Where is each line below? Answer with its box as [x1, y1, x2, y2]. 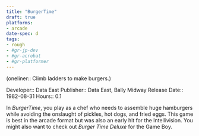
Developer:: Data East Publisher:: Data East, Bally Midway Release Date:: [6, 86, 184, 93]
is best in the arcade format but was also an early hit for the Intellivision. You [6, 116, 193, 124]
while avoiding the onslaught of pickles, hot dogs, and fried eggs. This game [6, 110, 194, 118]
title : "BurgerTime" [6, 8, 58, 15]
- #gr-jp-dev [6, 48, 39, 53]
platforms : [6, 20, 33, 26]
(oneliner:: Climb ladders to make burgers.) [6, 75, 112, 82]
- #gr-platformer [6, 58, 49, 64]
